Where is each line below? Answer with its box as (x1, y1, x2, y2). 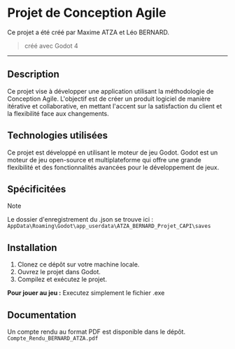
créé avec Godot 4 (24, 41, 78, 50)
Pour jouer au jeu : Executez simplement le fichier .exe (7, 289, 165, 297)
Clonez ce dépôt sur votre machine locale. (17, 260, 140, 269)
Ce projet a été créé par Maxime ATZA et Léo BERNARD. (7, 28, 170, 36)
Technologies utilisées (7, 129, 108, 141)
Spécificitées (7, 183, 66, 195)
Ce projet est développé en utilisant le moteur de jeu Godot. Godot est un (7, 148, 218, 157)
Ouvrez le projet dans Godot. (17, 268, 101, 276)
